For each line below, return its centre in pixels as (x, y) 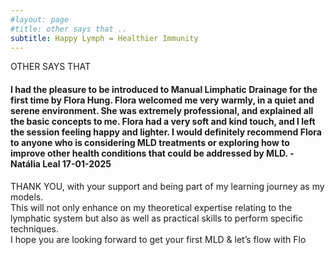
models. (27, 197)
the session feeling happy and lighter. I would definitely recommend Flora (166, 132)
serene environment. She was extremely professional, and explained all (162, 110)
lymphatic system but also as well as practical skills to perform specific (156, 218)
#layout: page (40, 19)
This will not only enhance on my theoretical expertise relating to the (151, 207)
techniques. (34, 228)
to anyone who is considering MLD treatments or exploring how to (150, 142)
